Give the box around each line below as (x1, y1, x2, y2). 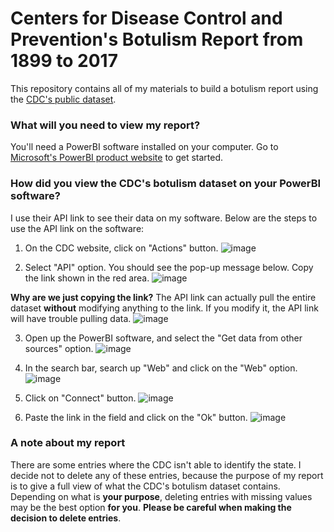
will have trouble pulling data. (10, 312, 132, 324)
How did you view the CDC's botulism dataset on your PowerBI (10, 177, 322, 191)
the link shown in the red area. (24, 272, 150, 284)
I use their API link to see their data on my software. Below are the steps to (10, 212, 318, 224)
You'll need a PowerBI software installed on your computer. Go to (10, 141, 279, 153)
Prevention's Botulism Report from (10, 28, 304, 51)
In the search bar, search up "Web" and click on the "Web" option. (24, 362, 298, 374)
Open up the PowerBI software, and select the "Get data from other (24, 332, 303, 344)
